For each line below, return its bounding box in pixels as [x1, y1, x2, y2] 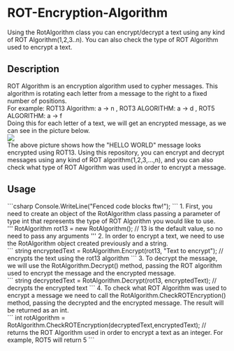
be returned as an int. [7, 306, 69, 314]
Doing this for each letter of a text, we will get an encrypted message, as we [7, 119, 227, 127]
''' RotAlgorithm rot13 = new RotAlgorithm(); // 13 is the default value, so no [7, 224, 224, 232]
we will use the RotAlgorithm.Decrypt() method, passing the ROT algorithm [7, 261, 222, 270]
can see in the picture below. [7, 126, 91, 134]
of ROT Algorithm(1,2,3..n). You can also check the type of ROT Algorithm [7, 35, 219, 43]
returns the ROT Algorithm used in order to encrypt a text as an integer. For [7, 328, 224, 336]
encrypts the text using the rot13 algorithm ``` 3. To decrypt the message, [7, 254, 218, 262]
